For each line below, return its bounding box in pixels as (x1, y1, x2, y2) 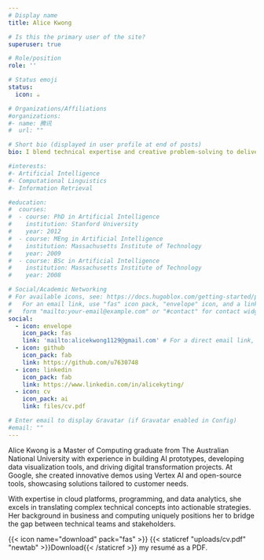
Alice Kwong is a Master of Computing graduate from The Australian (8, 445, 229, 455)
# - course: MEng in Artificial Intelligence (8, 235, 163, 243)
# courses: (8, 206, 47, 214)
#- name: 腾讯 (8, 119, 53, 127)
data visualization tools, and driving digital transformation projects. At (8, 462, 233, 471)
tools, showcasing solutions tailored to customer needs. (8, 478, 189, 488)
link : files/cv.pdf (22, 402, 86, 411)
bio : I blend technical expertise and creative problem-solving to (8, 148, 234, 156)
